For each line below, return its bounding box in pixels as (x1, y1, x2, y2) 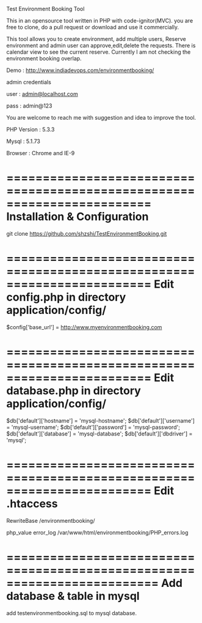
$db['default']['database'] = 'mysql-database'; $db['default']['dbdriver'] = (6, 430, 193, 437)
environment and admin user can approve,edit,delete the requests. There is (6, 42, 196, 49)
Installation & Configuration (6, 210, 149, 224)
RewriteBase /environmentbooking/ (6, 517, 95, 524)
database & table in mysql (6, 589, 140, 603)
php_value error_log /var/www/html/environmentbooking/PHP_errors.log (6, 528, 189, 536)
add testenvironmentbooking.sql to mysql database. (6, 609, 137, 616)
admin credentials (6, 79, 52, 86)
